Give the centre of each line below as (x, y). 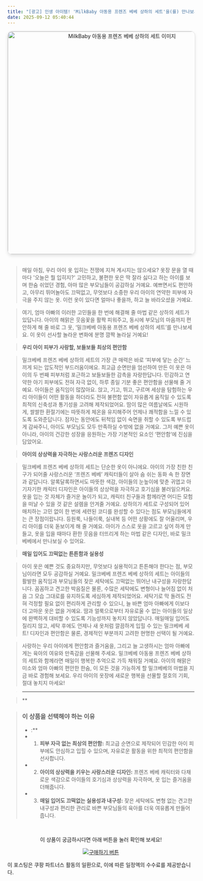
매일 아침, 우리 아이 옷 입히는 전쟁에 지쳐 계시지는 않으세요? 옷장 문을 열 (104, 270)
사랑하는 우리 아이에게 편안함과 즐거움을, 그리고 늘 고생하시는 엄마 (98, 646)
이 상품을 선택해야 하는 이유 (58, 716)
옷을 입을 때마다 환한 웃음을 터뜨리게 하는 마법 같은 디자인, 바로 (107, 533)
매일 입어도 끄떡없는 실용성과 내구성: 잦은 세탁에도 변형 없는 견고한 (116, 800)
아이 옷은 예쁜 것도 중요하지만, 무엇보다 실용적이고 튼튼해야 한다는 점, (102, 566)
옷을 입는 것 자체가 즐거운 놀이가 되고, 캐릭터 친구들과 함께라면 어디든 (102, 496)
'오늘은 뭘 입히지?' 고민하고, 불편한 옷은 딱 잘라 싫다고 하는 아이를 (109, 277)
